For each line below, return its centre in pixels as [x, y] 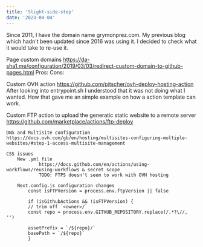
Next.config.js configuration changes [66, 185]
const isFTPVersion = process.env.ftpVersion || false [98, 191]
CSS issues [20, 154]
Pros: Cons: [50, 72]
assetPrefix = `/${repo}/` [62, 228]
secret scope [104, 170]
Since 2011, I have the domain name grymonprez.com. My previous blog [96, 35]
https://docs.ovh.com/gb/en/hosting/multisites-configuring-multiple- [97, 138]
